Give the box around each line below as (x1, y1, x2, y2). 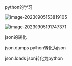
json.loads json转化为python (5, 55, 63, 61)
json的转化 (5, 34, 27, 40)
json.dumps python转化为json (5, 45, 66, 51)
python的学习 (5, 4, 33, 10)
